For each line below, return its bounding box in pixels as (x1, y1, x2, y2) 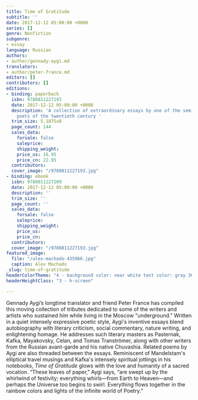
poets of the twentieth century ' (16, 113, 101, 119)
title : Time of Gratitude (6, 8, 70, 15)
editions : (6, 86, 31, 92)
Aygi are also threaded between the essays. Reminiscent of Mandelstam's (6, 349, 186, 356)
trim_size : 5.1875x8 (11, 119, 62, 125)
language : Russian (6, 47, 51, 53)
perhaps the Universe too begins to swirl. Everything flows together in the (6, 381, 186, 388)
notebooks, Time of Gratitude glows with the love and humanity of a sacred (6, 362, 190, 369)
